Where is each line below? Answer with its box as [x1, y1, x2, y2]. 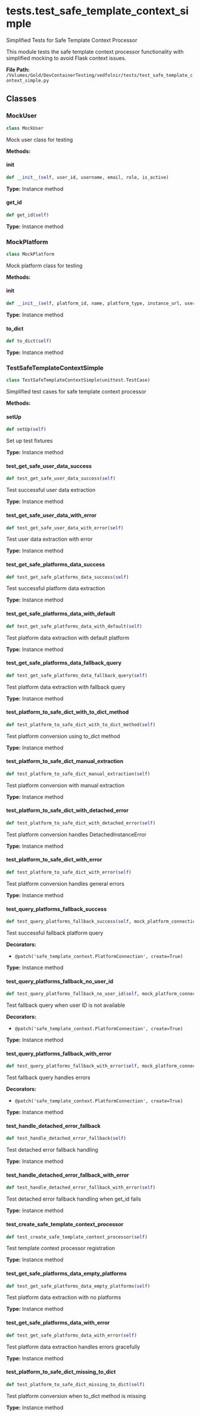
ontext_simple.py [6, 77, 49, 83]
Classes [6, 94, 37, 104]
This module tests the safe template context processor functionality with [6, 48, 184, 55]
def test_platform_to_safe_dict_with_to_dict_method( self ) [6, 721, 156, 728]
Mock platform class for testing [6, 262, 83, 269]
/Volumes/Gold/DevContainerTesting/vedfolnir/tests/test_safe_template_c [6, 72, 193, 78]
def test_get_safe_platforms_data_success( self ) [6, 574, 129, 580]
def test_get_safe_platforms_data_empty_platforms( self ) [6, 1283, 151, 1289]
